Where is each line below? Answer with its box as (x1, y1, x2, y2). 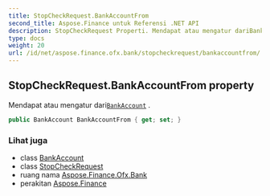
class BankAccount (19, 153, 84, 162)
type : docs (8, 34, 45, 43)
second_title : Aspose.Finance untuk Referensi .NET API (8, 19, 199, 27)
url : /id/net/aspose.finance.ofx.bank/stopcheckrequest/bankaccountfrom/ (8, 49, 261, 57)
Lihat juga (8, 134, 48, 145)
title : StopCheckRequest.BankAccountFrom (8, 11, 149, 20)
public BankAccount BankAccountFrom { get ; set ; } (8, 116, 182, 124)
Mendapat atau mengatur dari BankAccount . (8, 100, 151, 109)
